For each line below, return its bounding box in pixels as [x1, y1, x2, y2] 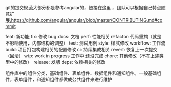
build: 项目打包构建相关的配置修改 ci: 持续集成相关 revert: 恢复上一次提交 [5, 47, 158, 52]
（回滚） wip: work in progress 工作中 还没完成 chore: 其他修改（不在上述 [5, 53, 159, 59]
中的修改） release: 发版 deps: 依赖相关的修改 [9, 59, 106, 65]
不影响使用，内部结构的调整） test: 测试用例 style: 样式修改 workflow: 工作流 [5, 40, 165, 46]
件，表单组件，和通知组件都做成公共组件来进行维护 [5, 76, 112, 82]
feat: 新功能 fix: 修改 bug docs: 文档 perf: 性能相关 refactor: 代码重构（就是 [5, 34, 162, 39]
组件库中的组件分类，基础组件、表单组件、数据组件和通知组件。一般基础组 [5, 70, 161, 76]
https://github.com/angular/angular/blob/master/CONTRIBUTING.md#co [11, 17, 163, 23]
